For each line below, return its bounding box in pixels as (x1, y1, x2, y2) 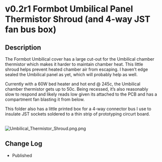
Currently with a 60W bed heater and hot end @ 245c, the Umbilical (5, 81, 141, 87)
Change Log (5, 140, 43, 148)
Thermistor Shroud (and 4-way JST (5, 14, 151, 25)
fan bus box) (5, 24, 57, 35)
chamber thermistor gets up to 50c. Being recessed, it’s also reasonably (5, 86, 148, 92)
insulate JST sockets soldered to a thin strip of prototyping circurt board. (5, 111, 150, 117)
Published (12, 152, 32, 158)
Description (5, 43, 41, 51)
